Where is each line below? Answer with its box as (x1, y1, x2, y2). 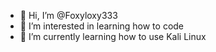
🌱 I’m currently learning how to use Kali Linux (19, 31, 207, 42)
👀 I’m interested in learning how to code (19, 20, 185, 32)
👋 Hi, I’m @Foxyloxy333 (19, 10, 118, 21)
